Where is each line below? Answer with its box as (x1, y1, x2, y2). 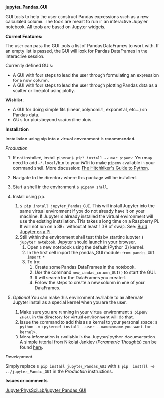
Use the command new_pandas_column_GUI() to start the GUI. (34, 269, 156, 275)
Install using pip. (12, 194, 46, 199)
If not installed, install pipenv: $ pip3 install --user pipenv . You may (12, 155, 153, 160)
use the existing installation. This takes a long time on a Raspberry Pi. (20, 219, 160, 224)
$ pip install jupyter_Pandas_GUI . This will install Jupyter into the (20, 203, 155, 209)
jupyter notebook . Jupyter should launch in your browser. (20, 239, 136, 245)
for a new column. (12, 78, 49, 83)
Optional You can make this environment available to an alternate (12, 295, 143, 300)
